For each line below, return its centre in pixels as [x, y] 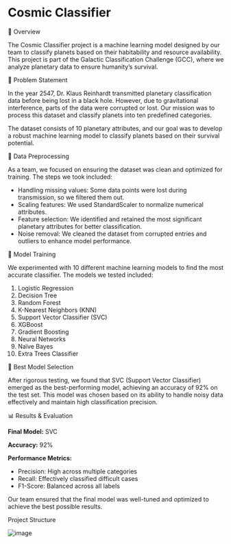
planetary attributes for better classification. [80, 226]
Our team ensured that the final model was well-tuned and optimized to [109, 499]
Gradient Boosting [43, 332]
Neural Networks [41, 339]
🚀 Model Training [32, 254]
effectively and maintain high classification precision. [83, 401]
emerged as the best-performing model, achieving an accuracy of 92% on [113, 387]
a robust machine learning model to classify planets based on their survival [114, 136]
